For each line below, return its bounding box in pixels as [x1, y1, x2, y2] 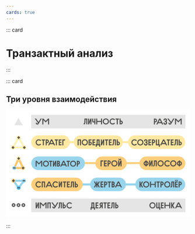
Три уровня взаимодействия [6, 94, 117, 104]
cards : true [6, 9, 35, 15]
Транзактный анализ [6, 47, 114, 60]
